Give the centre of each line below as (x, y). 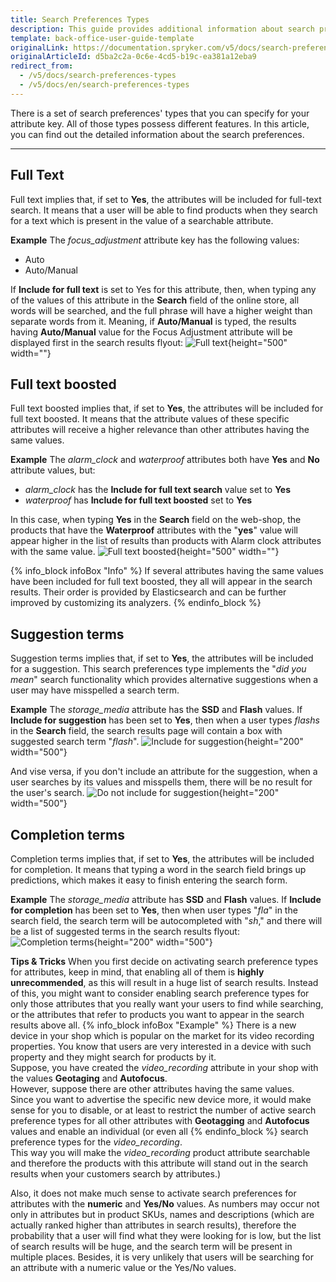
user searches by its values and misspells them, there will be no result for (161, 782)
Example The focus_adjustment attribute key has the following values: (155, 240)
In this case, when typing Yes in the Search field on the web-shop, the (156, 520)
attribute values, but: (53, 470)
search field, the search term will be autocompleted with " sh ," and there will (166, 920)
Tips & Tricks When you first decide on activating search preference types (164, 961)
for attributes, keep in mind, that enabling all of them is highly (137, 972)
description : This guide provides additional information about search (162, 29)
